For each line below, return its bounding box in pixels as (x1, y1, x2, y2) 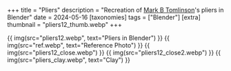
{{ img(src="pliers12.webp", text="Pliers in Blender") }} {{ (7, 34, 170, 42)
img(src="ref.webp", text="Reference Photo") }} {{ (7, 41, 150, 49)
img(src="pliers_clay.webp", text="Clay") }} (7, 56, 131, 64)
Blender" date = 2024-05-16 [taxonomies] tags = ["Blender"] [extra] (7, 13, 201, 21)
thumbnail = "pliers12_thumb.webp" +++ (7, 21, 122, 28)
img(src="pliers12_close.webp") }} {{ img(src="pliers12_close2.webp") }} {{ (7, 48, 221, 57)
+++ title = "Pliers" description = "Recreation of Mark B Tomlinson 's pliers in (7, 6, 224, 14)
